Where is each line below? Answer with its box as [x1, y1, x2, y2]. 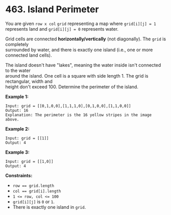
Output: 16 [5, 108, 29, 113]
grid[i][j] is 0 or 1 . [12, 198, 55, 205]
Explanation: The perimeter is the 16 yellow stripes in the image [5, 112, 152, 117]
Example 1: [5, 93, 29, 100]
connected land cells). [5, 52, 52, 58]
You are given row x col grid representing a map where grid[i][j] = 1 [5, 20, 157, 27]
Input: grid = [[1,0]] [5, 159, 54, 164]
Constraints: [5, 172, 33, 178]
